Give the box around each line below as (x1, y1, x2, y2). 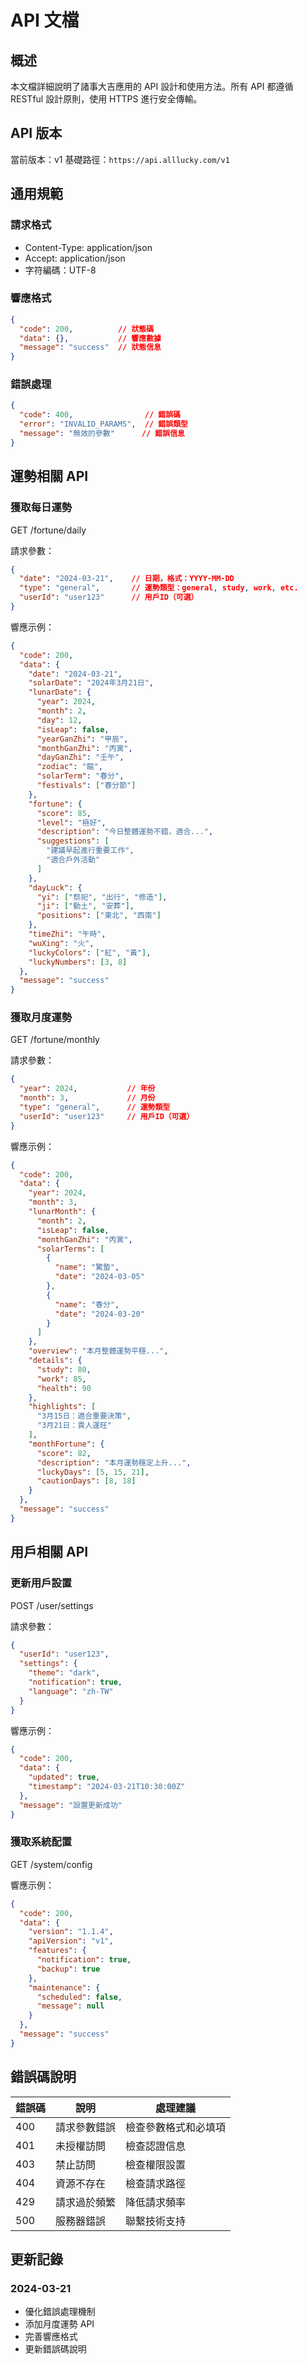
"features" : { (28, 1946, 87, 1956)
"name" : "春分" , (54, 1299, 120, 1310)
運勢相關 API (10, 468, 89, 485)
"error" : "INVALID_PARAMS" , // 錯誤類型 (19, 419, 188, 430)
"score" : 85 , (36, 808, 92, 818)
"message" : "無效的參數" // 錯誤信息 (19, 429, 185, 439)
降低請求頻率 (125, 2195, 187, 2209)
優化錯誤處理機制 (24, 2306, 96, 2318)
